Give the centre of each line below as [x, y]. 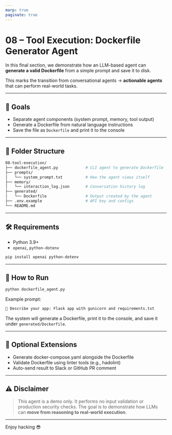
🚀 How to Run [27, 277]
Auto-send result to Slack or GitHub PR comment [64, 368]
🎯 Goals [18, 107]
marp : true [17, 10]
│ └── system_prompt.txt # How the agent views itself [78, 177]
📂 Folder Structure [35, 151]
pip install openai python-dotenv [42, 257]
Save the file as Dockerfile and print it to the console [69, 130]
